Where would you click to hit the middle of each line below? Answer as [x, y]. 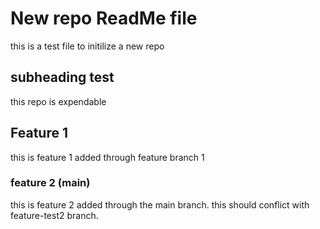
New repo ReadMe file [104, 18]
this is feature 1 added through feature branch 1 [107, 157]
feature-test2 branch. [54, 215]
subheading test [62, 77]
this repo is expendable [58, 101]
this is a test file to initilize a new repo [87, 46]
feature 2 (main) [50, 183]
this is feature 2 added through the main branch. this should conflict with [160, 204]
